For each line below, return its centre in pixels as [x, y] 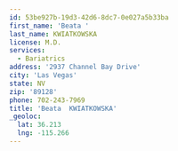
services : [28, 51]
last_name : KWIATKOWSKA [53, 34]
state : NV [28, 83]
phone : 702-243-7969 [48, 100]
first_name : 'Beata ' [49, 26]
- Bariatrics [41, 59]
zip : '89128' [33, 91]
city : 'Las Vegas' [43, 75]
